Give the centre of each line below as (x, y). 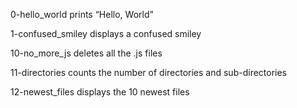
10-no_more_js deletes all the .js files (86, 53)
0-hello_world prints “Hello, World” (82, 14)
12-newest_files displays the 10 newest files (100, 92)
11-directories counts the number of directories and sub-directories (149, 72)
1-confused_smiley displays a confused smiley (106, 33)
